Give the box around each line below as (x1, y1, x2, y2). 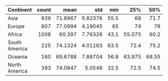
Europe (7, 23, 25, 29)
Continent (7, 6, 32, 13)
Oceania (7, 53, 27, 60)
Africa (7, 31, 22, 38)
